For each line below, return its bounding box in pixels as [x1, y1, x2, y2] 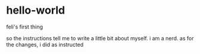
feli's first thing [6, 23, 44, 30]
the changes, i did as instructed [6, 41, 84, 48]
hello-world [6, 4, 66, 17]
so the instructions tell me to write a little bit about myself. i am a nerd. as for [6, 34, 194, 42]
